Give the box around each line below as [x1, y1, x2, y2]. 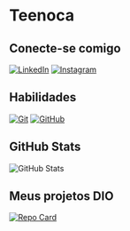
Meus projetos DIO [9, 188, 114, 204]
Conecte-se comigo [9, 41, 121, 56]
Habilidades [9, 90, 77, 105]
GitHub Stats [9, 139, 81, 155]
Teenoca [9, 5, 75, 26]
